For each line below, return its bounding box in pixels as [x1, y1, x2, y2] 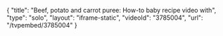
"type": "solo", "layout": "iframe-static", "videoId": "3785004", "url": [6, 13, 203, 22]
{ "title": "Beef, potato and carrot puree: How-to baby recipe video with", [6, 6, 217, 14]
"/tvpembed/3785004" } [6, 21, 78, 29]
